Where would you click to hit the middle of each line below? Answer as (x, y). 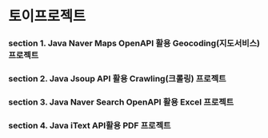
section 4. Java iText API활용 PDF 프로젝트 (90, 125)
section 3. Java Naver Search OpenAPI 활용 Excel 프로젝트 (121, 102)
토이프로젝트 (47, 16)
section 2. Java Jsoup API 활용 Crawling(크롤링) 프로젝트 (117, 79)
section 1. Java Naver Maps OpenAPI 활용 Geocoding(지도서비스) (134, 43)
